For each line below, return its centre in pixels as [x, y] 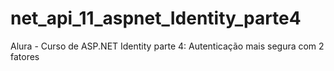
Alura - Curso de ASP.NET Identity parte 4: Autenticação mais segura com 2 [167, 46]
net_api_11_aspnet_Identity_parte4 [156, 18]
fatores [25, 56]
